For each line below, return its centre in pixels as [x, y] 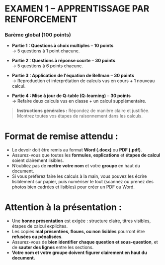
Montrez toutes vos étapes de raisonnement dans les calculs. [80, 116]
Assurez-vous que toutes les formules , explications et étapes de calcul [86, 155]
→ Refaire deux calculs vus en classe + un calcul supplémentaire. [79, 101]
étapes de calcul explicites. [40, 226]
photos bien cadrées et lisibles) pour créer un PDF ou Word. [73, 187]
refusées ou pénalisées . [37, 237]
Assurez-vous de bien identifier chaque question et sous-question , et [85, 242]
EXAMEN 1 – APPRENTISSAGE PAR [77, 9]
